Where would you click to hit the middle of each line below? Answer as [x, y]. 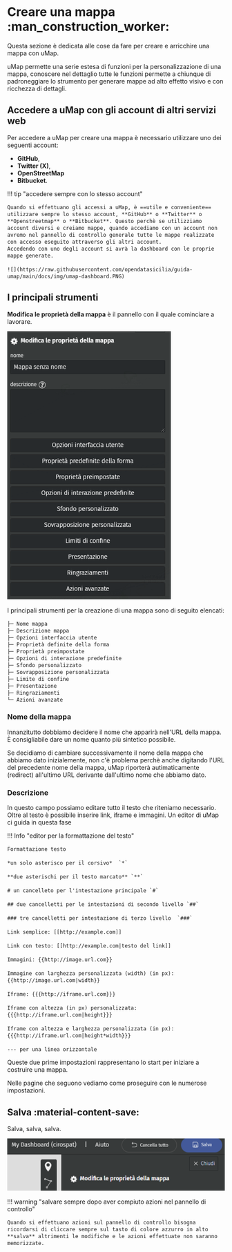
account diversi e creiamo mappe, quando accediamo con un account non [112, 228]
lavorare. [20, 321]
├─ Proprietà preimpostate [46, 651]
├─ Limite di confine [38, 679]
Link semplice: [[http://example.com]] [65, 932]
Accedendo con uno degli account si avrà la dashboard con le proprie [111, 249]
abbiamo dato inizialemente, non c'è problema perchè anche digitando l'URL [116, 760]
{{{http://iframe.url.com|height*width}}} [69, 1036]
